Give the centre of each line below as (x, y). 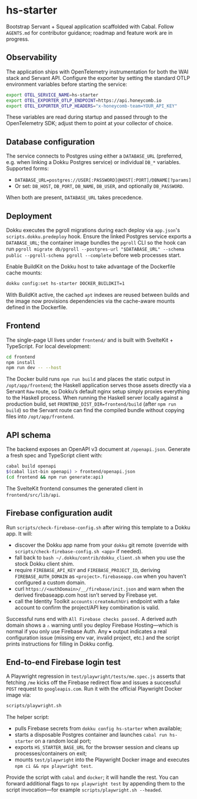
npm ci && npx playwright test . (54, 766)
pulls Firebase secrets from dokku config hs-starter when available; (98, 728)
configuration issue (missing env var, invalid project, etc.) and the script (93, 637)
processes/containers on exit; (51, 754)
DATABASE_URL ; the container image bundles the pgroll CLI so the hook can (96, 243)
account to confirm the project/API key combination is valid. (87, 607)
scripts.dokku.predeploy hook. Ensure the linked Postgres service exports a (99, 236)
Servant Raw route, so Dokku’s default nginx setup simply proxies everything (98, 392)
